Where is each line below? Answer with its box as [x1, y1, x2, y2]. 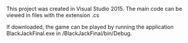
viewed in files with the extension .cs [6, 12, 100, 19]
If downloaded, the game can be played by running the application [6, 24, 174, 30]
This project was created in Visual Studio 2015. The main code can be [6, 5, 182, 12]
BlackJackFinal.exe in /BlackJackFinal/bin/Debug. [6, 30, 132, 37]
